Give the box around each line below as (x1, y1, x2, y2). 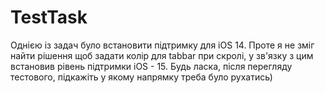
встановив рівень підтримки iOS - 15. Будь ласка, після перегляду (10, 60, 293, 72)
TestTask (10, 6, 88, 29)
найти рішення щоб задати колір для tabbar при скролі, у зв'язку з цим (10, 49, 314, 61)
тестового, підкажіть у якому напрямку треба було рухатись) (10, 71, 273, 83)
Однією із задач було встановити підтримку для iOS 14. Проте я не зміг (10, 39, 315, 51)
